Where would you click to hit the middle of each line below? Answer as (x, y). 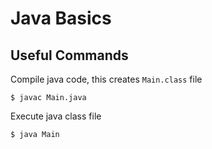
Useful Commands (69, 55)
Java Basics (61, 18)
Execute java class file (56, 116)
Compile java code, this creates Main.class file (106, 79)
